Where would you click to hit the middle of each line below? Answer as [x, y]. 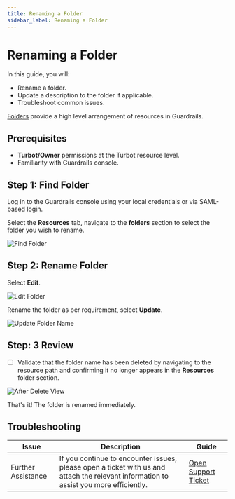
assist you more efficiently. [104, 484]
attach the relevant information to [114, 476]
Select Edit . [24, 282]
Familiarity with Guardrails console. [68, 163]
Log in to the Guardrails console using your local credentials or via [102, 202]
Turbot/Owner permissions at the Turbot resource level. [98, 156]
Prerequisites [37, 138]
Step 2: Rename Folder [58, 266]
